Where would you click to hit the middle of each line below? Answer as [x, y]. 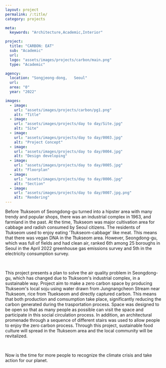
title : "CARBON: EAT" [32, 46]
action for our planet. [27, 360]
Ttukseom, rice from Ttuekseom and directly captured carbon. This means [81, 294]
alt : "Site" [26, 129]
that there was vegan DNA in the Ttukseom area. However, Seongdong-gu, [81, 238]
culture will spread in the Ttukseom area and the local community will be [79, 331]
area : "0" [20, 87]
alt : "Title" [28, 114]
